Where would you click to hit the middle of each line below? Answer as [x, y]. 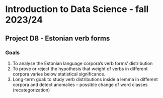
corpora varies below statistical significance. [59, 74]
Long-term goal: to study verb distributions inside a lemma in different [85, 79]
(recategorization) [31, 90]
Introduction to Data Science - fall [77, 9]
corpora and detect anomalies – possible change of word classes [80, 84]
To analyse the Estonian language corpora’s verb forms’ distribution [83, 63]
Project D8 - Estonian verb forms [58, 38]
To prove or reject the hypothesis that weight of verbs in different [80, 68]
